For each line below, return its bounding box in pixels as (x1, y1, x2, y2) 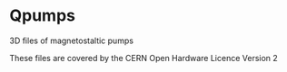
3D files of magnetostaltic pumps (9, 35, 134, 46)
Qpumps (9, 5, 75, 26)
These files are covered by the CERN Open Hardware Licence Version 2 (9, 52, 279, 63)
